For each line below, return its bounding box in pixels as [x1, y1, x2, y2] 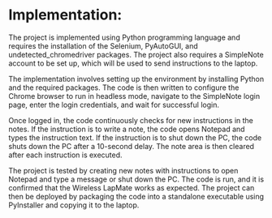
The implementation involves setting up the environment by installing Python [8, 74, 265, 83]
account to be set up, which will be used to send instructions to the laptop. [8, 58, 258, 68]
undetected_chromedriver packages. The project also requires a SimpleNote [8, 49, 264, 59]
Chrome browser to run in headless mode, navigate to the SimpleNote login [8, 91, 261, 100]
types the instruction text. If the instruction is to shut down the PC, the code [8, 132, 262, 143]
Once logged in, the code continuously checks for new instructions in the [8, 115, 254, 125]
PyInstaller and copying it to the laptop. [8, 200, 140, 210]
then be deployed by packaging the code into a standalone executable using [8, 191, 265, 201]
